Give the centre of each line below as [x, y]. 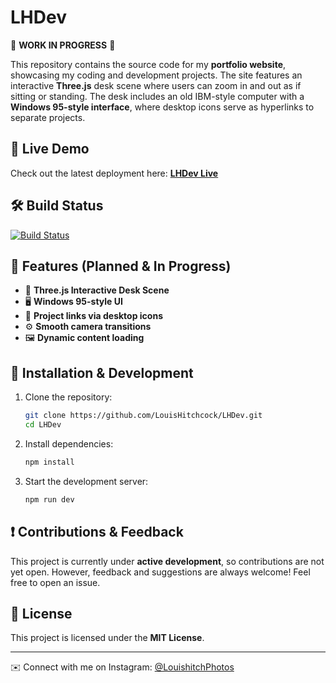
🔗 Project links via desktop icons [93, 316]
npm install [49, 462]
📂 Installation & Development [102, 372]
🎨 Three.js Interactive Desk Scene [97, 290]
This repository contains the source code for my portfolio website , [148, 64]
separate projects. [48, 117]
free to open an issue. [55, 582]
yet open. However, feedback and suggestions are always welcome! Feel [160, 572]
